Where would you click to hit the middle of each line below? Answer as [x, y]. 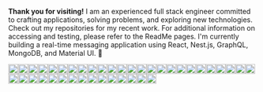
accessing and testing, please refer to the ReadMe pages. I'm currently [124, 36]
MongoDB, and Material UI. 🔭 [55, 53]
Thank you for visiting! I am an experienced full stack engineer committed [130, 11]
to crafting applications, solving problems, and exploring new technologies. [130, 20]
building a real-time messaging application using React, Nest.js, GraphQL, [128, 45]
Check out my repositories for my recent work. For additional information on [131, 28]
